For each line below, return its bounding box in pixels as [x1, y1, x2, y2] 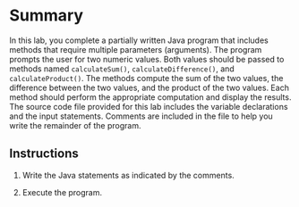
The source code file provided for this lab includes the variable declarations [9, 101, 288, 112]
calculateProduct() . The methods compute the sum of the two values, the [9, 72, 284, 83]
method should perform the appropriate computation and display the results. [9, 91, 292, 103]
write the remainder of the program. [9, 120, 141, 130]
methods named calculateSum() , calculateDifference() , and [9, 63, 235, 74]
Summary [9, 5, 83, 26]
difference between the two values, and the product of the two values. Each [9, 82, 289, 93]
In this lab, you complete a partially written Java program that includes [9, 35, 269, 46]
